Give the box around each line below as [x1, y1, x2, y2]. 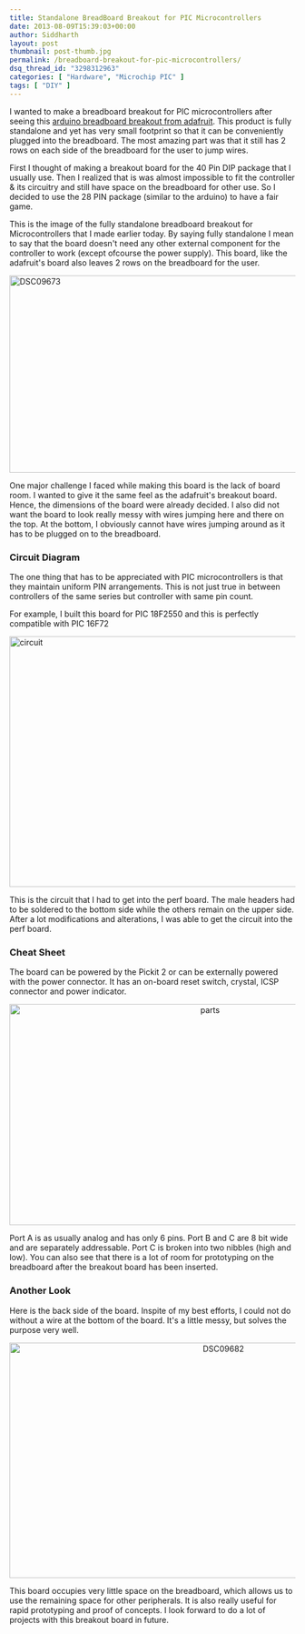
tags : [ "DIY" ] [9, 81, 71, 90]
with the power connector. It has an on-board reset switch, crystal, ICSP [9, 977, 280, 987]
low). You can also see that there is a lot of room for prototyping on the [9, 1252, 275, 1263]
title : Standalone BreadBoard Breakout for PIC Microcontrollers [9, 13, 261, 23]
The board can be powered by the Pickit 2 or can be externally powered [9, 967, 279, 977]
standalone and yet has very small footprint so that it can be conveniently [9, 125, 284, 136]
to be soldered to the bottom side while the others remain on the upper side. [9, 904, 295, 915]
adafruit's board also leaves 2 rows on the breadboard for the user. [9, 256, 261, 268]
